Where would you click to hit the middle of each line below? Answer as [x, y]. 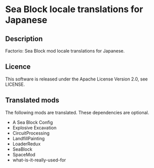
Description [24, 39]
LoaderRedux [26, 144]
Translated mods [32, 100]
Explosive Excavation [34, 128]
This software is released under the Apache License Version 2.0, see [76, 79]
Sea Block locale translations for [74, 9]
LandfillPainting [29, 138]
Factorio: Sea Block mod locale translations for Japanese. [65, 51]
